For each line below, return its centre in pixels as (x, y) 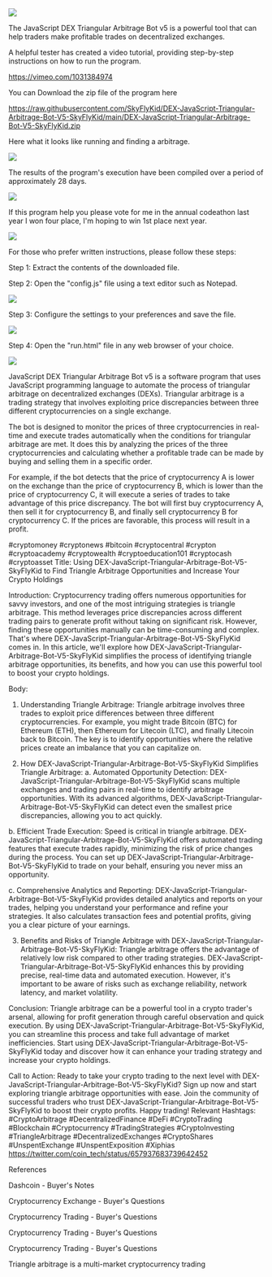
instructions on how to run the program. (75, 61)
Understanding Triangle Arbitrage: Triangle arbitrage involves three (132, 704)
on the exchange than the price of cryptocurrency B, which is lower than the (136, 486)
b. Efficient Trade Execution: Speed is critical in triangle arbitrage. (118, 831)
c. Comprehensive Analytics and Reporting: (81, 890)
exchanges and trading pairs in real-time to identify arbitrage (122, 789)
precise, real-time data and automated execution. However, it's (125, 975)
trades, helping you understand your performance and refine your (119, 907)
